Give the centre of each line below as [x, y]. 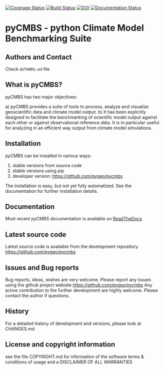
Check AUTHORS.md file [27, 69]
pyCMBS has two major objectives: [41, 97]
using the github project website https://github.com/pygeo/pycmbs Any [79, 285]
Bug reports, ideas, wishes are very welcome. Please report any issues [78, 280]
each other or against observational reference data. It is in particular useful [82, 122]
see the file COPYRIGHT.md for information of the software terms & [74, 356]
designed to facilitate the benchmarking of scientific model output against [81, 117]
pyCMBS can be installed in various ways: [48, 156]
